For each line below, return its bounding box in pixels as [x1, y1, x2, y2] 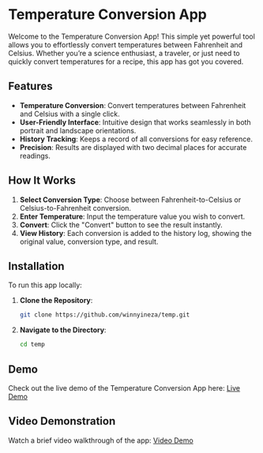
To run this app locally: [8, 280, 83, 290]
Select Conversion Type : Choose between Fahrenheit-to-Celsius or [19, 195, 242, 204]
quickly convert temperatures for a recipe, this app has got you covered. [8, 57, 244, 66]
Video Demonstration [8, 414, 116, 428]
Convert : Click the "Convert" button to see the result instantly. [19, 219, 223, 230]
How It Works [8, 174, 77, 187]
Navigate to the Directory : [19, 325, 107, 335]
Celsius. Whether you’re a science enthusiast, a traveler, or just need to [8, 48, 240, 58]
